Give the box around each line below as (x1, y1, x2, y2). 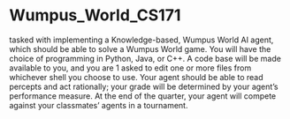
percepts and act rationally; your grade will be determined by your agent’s (9, 81, 279, 92)
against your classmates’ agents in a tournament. (9, 100, 188, 110)
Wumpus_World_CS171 (9, 5, 181, 26)
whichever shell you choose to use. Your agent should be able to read (9, 71, 263, 82)
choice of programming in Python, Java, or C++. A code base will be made (9, 53, 281, 63)
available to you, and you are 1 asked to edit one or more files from (9, 63, 252, 73)
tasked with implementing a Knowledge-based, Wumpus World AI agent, (9, 34, 274, 45)
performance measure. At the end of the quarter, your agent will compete (9, 90, 277, 101)
